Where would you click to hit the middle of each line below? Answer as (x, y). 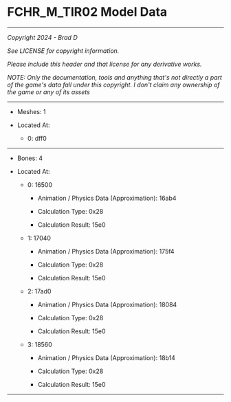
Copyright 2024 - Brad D (42, 37)
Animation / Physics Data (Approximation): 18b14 (106, 357)
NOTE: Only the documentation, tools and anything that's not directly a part (114, 77)
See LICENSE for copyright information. (63, 51)
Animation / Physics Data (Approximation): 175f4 (106, 251)
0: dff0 (37, 138)
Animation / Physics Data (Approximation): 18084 (107, 304)
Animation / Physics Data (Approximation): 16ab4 (107, 198)
